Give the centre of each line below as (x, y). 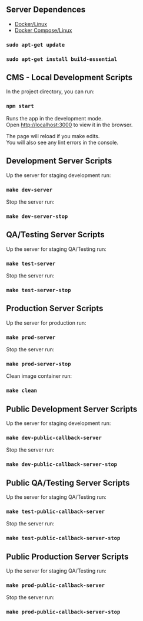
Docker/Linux (31, 24)
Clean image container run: (39, 376)
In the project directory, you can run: (50, 91)
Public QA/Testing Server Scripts (68, 483)
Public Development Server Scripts (72, 409)
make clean (21, 391)
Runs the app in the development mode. (54, 118)
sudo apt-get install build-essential (62, 59)
